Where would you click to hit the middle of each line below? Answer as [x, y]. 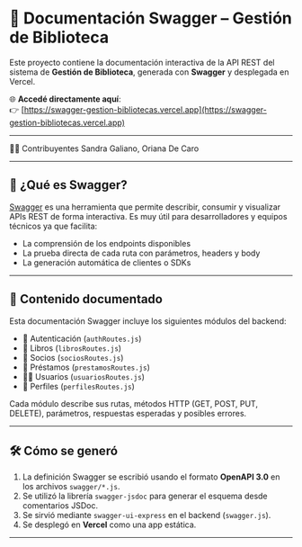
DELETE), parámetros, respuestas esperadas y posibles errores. [128, 413]
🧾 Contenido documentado [86, 299]
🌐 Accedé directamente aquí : [65, 99]
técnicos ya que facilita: [53, 226]
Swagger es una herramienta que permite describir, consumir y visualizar [145, 207]
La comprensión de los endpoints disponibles [107, 243]
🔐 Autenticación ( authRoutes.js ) [82, 338]
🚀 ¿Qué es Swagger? [68, 185]
